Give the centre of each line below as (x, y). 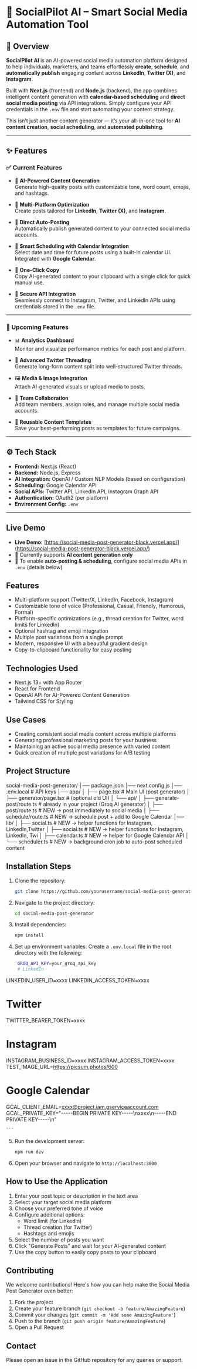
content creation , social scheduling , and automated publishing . (85, 127)
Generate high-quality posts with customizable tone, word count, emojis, (102, 187)
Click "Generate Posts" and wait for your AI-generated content (90, 1246)
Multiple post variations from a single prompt (69, 637)
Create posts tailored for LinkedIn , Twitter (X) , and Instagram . (90, 211)
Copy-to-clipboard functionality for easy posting (73, 650)
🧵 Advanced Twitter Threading (53, 360)
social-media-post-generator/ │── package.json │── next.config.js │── (94, 785)
